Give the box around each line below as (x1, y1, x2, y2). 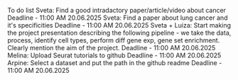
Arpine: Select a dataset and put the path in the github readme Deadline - (7, 59, 222, 67)
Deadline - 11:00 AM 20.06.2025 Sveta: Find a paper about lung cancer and (7, 13, 228, 22)
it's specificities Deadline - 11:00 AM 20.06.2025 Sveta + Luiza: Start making (7, 21, 232, 29)
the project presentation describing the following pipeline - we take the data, (7, 28, 232, 37)
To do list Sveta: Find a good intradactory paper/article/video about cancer (7, 6, 226, 14)
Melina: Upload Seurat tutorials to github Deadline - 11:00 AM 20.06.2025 (7, 51, 222, 59)
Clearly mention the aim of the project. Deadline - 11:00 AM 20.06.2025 (7, 44, 216, 52)
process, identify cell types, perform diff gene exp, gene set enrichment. (7, 36, 220, 45)
